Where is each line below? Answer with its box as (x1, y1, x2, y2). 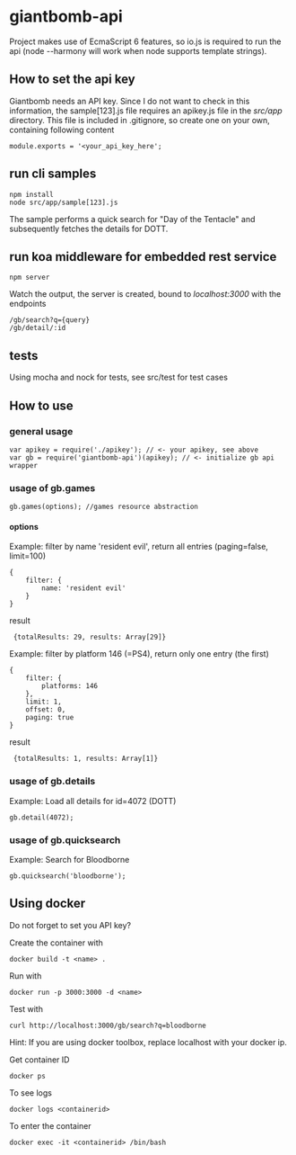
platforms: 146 (41, 682, 99, 691)
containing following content (9, 124, 115, 135)
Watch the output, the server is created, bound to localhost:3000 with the (9, 289, 282, 300)
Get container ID (9, 1054, 70, 1065)
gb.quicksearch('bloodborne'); (9, 871, 126, 881)
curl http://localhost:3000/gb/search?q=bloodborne (9, 1021, 206, 1030)
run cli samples (9, 166, 97, 182)
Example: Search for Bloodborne (9, 854, 130, 864)
